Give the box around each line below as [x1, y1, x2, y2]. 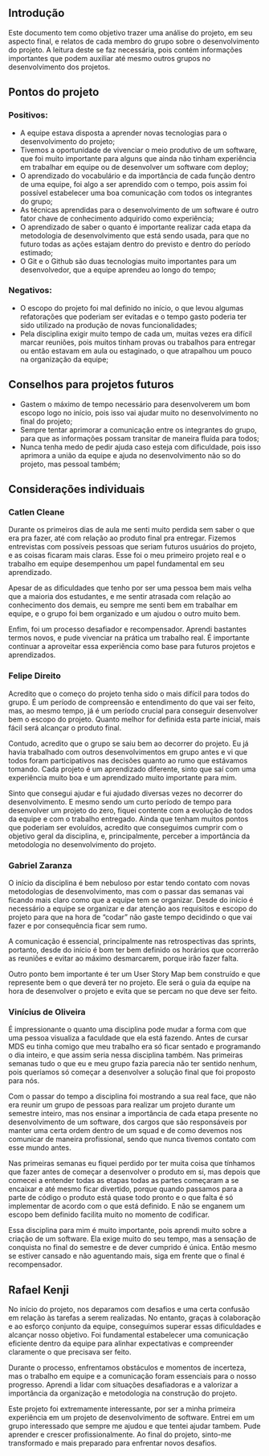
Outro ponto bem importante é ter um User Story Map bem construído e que [8, 969, 261, 978]
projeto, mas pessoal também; [19, 459, 120, 469]
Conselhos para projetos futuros [8, 378, 174, 391]
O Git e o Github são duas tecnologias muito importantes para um [19, 256, 237, 266]
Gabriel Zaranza [8, 859, 72, 871]
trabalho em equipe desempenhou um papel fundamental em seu [8, 559, 225, 569]
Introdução [8, 6, 65, 20]
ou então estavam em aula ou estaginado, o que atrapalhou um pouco [19, 345, 252, 355]
